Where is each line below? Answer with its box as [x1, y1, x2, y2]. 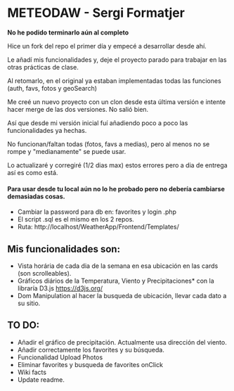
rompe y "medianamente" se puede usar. [7, 147, 126, 155]
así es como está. [7, 168, 58, 177]
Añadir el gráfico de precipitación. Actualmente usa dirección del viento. [17, 338, 227, 346]
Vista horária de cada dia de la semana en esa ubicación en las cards [17, 262, 219, 270]
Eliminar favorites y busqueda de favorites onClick [17, 360, 164, 368]
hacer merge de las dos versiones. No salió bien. [7, 105, 149, 113]
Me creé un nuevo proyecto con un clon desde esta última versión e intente [7, 97, 226, 106]
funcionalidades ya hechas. [7, 126, 87, 134]
